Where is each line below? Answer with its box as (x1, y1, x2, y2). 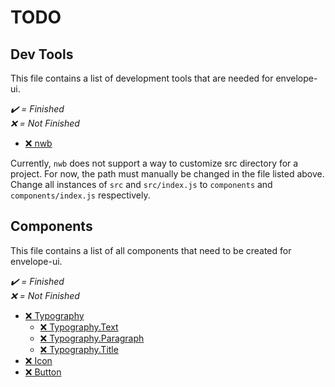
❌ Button (24, 366, 62, 378)
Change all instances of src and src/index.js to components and (10, 179, 273, 190)
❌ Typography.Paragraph (39, 332, 145, 344)
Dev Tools (10, 46, 74, 63)
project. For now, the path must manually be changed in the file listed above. (10, 168, 325, 180)
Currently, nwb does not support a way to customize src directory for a (10, 157, 299, 169)
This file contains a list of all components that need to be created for (10, 244, 292, 256)
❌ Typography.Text (39, 321, 119, 333)
